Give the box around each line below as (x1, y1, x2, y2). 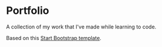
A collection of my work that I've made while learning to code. (6, 23, 157, 30)
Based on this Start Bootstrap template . (6, 34, 102, 41)
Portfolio (6, 4, 49, 17)
